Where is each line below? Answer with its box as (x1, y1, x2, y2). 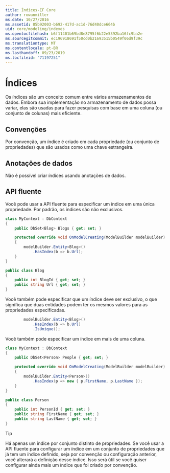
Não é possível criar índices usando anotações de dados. (5, 172, 126, 178)
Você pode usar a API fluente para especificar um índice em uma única (5, 200, 155, 207)
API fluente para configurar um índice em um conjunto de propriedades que (5, 445, 165, 452)
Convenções (5, 125, 47, 133)
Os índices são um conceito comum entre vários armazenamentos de (5, 94, 152, 100)
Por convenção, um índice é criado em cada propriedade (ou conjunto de (5, 139, 160, 145)
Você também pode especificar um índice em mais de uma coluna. (5, 335, 145, 342)
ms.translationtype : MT (5, 41, 56, 46)
